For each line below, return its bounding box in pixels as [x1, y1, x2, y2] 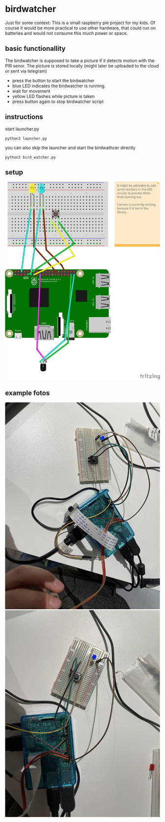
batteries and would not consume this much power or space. [5, 30, 128, 36]
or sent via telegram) [5, 68, 48, 74]
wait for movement [12, 88, 51, 94]
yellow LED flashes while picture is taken [12, 93, 95, 99]
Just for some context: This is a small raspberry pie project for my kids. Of [5, 20, 156, 26]
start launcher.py [5, 126, 39, 132]
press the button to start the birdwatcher [12, 77, 95, 83]
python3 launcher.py [5, 136, 48, 141]
